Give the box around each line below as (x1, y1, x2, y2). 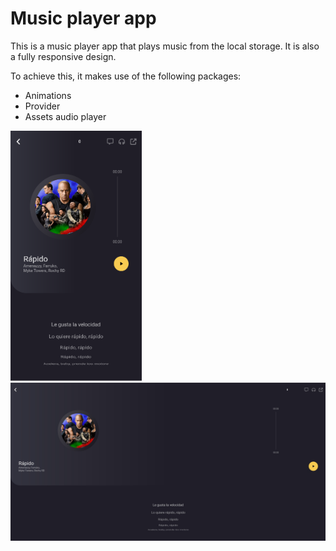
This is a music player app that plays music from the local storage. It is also (10, 40, 320, 52)
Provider (24, 100, 61, 112)
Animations (24, 89, 72, 101)
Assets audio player (24, 110, 107, 122)
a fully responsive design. (10, 50, 117, 62)
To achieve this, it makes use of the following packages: (10, 70, 242, 82)
